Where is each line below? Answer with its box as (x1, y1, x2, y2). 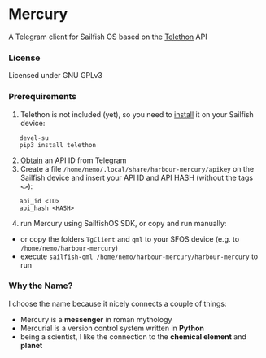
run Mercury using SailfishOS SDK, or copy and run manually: (20, 218, 227, 228)
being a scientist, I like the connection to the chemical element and (20, 331, 246, 342)
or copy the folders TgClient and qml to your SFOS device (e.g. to (20, 234, 240, 244)
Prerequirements (8, 91, 77, 103)
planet (20, 340, 43, 350)
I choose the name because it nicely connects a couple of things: (8, 299, 227, 308)
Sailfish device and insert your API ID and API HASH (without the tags (20, 172, 254, 182)
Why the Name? (8, 280, 73, 291)
